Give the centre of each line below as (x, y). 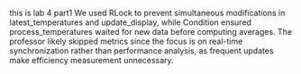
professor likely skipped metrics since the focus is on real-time (126, 41)
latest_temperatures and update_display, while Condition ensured (131, 22)
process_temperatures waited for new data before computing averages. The (151, 32)
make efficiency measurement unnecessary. (91, 60)
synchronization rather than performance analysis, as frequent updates (141, 51)
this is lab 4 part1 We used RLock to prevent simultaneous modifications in (147, 13)
